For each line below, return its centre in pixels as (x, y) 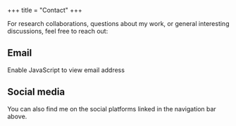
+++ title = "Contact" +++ (45, 10)
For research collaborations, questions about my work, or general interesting (118, 23)
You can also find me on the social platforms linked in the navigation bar (112, 108)
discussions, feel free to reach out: (58, 31)
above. (17, 116)
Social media (36, 92)
